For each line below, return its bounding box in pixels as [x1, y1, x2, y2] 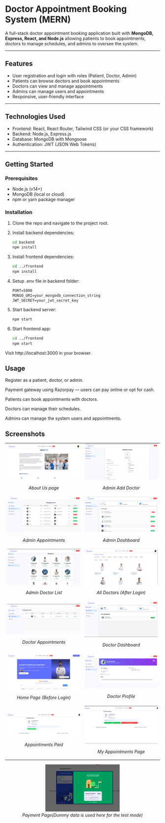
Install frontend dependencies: [12, 254, 75, 260]
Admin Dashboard [103, 537, 140, 543]
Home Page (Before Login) [17, 694, 71, 700]
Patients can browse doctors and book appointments [12, 78, 119, 84]
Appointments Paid [24, 741, 63, 747]
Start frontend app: [12, 326, 51, 331]
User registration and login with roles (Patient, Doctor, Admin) [12, 72, 137, 78]
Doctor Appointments [22, 639, 66, 645]
